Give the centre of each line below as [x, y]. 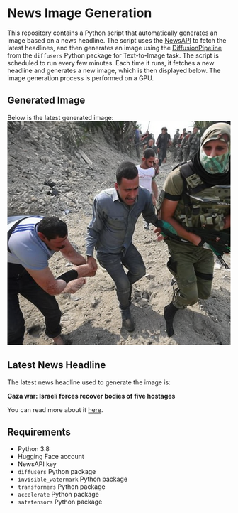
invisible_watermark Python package [73, 479]
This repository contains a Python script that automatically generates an [113, 33]
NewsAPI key [37, 464]
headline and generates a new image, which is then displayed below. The [114, 70]
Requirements [39, 432]
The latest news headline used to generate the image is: [89, 382]
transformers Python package [61, 487]
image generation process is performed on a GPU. [81, 78]
